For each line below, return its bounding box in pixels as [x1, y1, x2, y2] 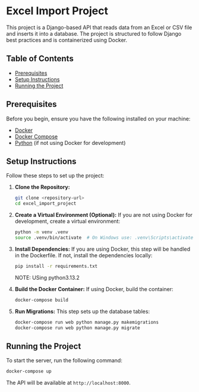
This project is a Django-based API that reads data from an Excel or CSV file [6, 24, 192, 31]
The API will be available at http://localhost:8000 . [6, 379, 131, 387]
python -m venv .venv [14, 229, 68, 235]
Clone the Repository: [14, 184, 70, 191]
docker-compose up [6, 368, 52, 375]
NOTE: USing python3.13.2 [14, 274, 80, 281]
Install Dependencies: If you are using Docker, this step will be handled [14, 245, 191, 252]
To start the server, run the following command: [6, 357, 123, 364]
